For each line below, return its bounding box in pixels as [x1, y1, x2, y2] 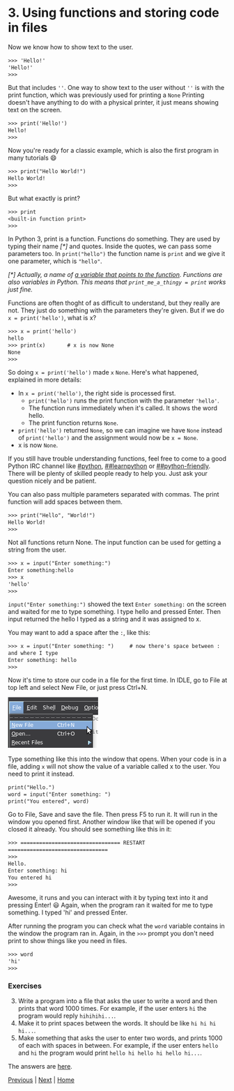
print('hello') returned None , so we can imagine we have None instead [17, 426, 222, 434]
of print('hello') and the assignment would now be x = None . [17, 433, 198, 442]
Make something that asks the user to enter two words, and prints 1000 [17, 1034, 223, 1042]
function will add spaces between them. [8, 497, 123, 506]
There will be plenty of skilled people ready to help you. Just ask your [8, 469, 208, 477]
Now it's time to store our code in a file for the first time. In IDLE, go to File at [8, 675, 228, 684]
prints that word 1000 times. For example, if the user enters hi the [17, 1005, 207, 1013]
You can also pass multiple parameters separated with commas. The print [8, 490, 219, 498]
